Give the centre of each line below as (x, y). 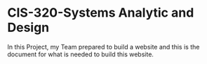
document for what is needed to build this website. (81, 54)
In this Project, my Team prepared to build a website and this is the (103, 47)
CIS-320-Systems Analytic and (101, 13)
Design (28, 27)
